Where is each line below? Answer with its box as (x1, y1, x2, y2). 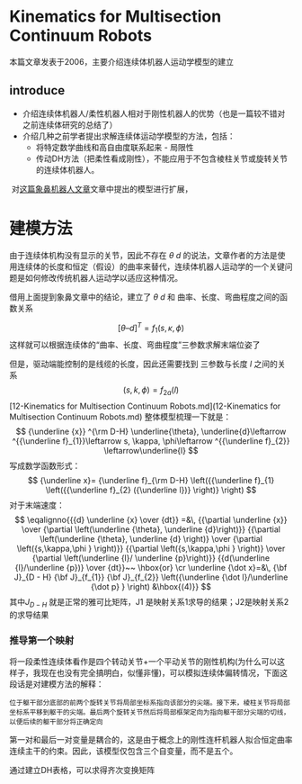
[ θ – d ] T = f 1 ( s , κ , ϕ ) (118, 320, 184, 335)
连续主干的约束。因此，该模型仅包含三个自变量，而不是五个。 (9, 745, 238, 757)
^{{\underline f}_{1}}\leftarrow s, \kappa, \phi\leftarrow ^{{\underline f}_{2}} (12, 435, 290, 446)
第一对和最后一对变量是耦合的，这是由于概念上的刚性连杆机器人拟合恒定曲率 (9, 734, 293, 745)
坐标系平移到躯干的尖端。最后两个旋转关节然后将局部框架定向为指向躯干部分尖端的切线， (9, 708, 290, 717)
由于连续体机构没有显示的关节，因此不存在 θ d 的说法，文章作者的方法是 (9, 249, 279, 260)
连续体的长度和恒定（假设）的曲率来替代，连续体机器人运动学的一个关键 (16, 261, 285, 272)
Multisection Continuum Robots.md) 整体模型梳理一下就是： (9, 411, 232, 422)
